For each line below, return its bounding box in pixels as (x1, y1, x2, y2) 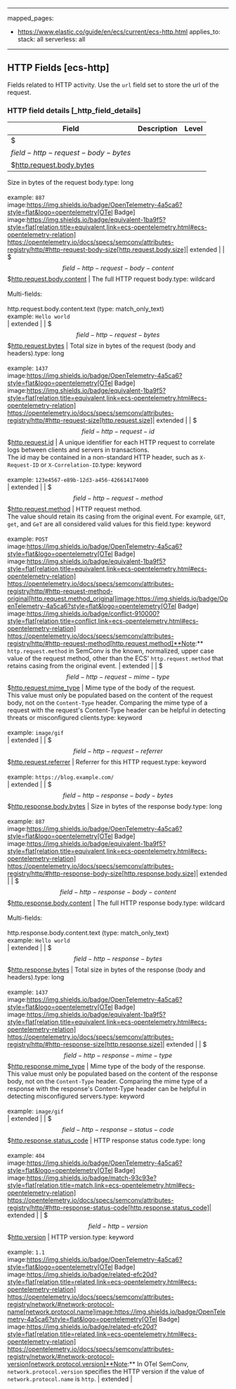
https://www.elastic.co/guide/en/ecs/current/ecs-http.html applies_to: (17, 27, 221, 36)
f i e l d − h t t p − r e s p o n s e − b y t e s (73, 955, 163, 963)
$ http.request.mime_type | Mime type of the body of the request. (7, 684, 196, 692)
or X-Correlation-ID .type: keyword (40, 461, 142, 469)
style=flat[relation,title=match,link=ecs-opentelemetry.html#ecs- (7, 1181, 195, 1189)
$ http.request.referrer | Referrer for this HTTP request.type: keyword (7, 758, 206, 767)
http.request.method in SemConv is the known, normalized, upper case (7, 647, 214, 656)
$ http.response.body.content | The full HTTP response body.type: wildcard (7, 899, 225, 907)
